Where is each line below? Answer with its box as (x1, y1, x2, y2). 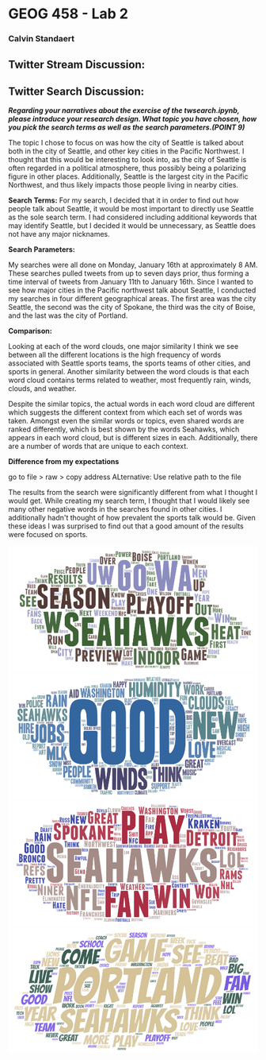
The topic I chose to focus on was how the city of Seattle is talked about (8, 138, 244, 148)
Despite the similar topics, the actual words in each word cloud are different (8, 399, 255, 409)
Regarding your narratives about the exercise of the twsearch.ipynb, (8, 106, 240, 115)
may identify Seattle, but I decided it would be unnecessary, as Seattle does (8, 221, 256, 230)
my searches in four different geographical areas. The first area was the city (8, 294, 256, 304)
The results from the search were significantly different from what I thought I (8, 488, 258, 497)
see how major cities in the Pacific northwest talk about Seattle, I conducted (8, 285, 256, 295)
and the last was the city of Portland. (8, 311, 128, 320)
